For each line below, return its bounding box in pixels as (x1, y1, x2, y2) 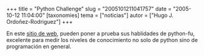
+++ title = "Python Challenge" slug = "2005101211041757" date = (6, 5, 172, 12)
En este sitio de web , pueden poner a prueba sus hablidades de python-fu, (6, 30, 195, 37)
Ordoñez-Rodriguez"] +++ (6, 18, 73, 25)
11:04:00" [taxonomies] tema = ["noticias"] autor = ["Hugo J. (21, 12, 174, 19)
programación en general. (6, 43, 71, 50)
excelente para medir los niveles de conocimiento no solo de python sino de (6, 37, 199, 43)
